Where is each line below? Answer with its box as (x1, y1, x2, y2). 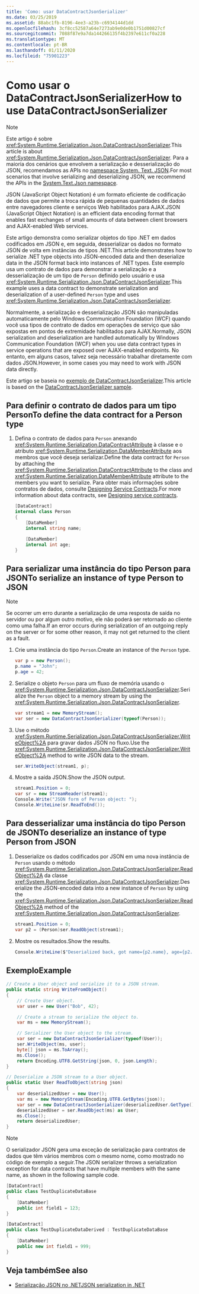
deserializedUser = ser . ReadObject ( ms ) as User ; (17, 1107, 139, 1113)
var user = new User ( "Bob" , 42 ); (17, 1003, 99, 1009)
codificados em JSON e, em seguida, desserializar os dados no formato (6, 240, 182, 247)
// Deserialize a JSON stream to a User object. (6, 1074, 129, 1080)
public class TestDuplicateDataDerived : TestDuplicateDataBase (6, 1227, 168, 1233)
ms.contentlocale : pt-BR (6, 42, 68, 48)
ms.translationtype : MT (6, 36, 65, 42)
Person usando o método (14, 859, 75, 866)
